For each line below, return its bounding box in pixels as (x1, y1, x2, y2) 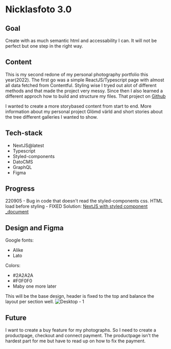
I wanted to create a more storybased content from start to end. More (5, 103, 152, 109)
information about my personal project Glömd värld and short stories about (5, 108, 163, 115)
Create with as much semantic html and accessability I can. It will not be (5, 37, 157, 43)
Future (5, 313, 27, 322)
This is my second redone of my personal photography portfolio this (5, 71, 149, 77)
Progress (5, 184, 35, 193)
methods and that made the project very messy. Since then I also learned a (5, 88, 163, 94)
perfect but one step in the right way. (5, 43, 83, 49)
